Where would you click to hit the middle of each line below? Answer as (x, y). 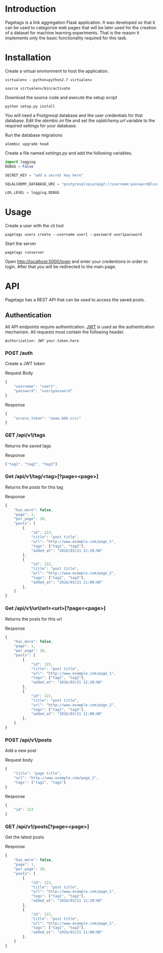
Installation (28, 58)
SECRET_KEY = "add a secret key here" (44, 175)
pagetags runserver (25, 253)
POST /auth (19, 353)
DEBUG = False (19, 166)
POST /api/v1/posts (28, 740)
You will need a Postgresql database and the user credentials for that (74, 115)
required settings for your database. (41, 125)
